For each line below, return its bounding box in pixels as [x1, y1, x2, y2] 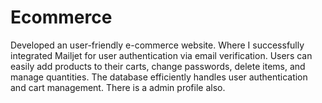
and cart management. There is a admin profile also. [10, 81, 226, 93]
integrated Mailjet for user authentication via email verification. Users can [10, 49, 313, 61]
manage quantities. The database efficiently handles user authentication [10, 71, 308, 83]
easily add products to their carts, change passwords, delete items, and [10, 60, 306, 72]
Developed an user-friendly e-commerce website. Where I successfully [10, 39, 305, 51]
